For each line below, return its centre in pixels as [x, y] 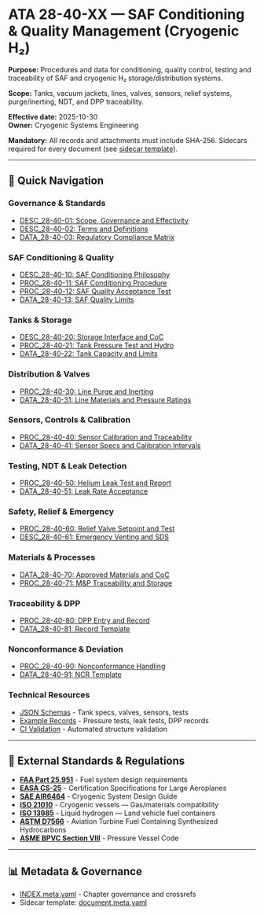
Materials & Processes [52, 557]
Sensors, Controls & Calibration [70, 420]
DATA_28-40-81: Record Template [75, 629]
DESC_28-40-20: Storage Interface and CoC [92, 337]
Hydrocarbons [43, 830]
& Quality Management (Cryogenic [124, 31]
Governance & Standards [57, 204]
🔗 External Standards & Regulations [97, 761]
